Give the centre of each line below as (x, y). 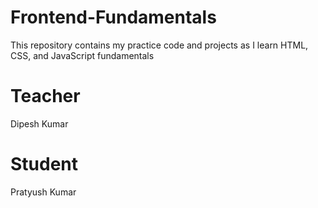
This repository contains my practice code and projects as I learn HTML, (159, 45)
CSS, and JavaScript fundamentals (82, 55)
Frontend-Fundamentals (113, 17)
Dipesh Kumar (39, 123)
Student (44, 164)
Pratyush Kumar (43, 192)
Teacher (45, 96)
